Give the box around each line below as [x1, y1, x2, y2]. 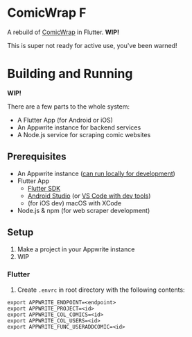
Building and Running [7, 66, 133, 81]
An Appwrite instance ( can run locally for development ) [17, 169, 175, 178]
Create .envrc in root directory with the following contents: [17, 285, 185, 294]
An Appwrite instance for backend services [17, 123, 141, 132]
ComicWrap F [7, 5, 87, 21]
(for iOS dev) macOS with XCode [27, 198, 122, 207]
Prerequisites [7, 151, 67, 163]
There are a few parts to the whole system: [7, 102, 130, 111]
